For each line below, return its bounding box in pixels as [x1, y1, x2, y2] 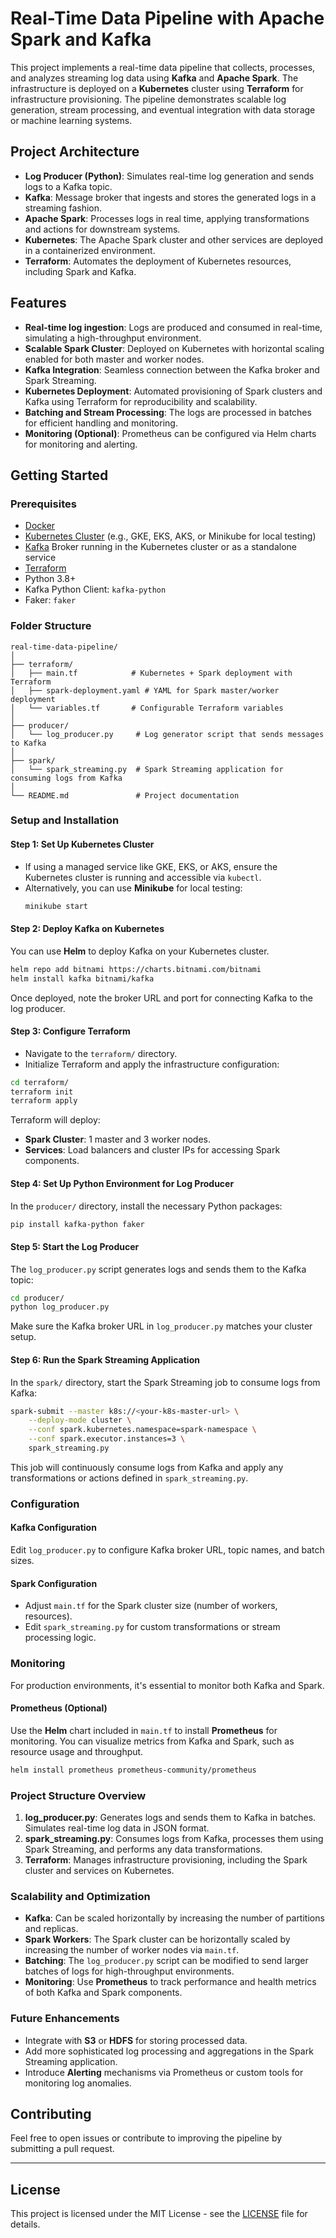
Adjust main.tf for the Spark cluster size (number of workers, [24, 1600, 278, 1612]
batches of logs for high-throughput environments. [24, 1965, 235, 1977]
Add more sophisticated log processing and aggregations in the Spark [24, 2045, 314, 2057]
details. [10, 2218, 41, 2231]
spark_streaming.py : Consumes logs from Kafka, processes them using [24, 1832, 324, 1844]
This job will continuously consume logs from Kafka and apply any [10, 1461, 284, 1473]
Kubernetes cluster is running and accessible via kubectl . [24, 871, 262, 883]
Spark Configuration [10, 1577, 98, 1589]
